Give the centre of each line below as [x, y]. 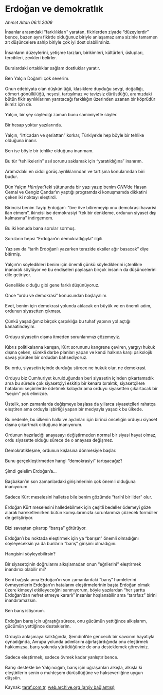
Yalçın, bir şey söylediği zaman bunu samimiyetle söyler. [61, 114]
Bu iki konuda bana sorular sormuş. [41, 228]
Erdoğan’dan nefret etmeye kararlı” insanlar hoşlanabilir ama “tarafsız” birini [81, 595]
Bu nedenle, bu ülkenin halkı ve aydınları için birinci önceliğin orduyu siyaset [81, 419]
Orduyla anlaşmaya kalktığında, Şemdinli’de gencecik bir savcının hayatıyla [80, 636]
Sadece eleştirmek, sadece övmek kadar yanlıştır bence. [62, 657]
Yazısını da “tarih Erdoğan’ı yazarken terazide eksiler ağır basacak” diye [77, 249]
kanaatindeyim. [20, 326]
